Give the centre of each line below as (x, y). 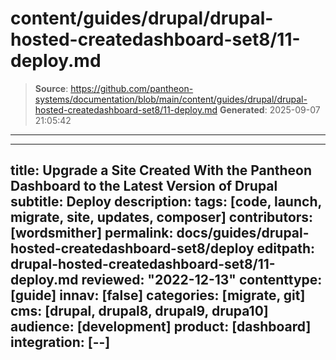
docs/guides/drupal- (243, 233)
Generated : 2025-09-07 (270, 109)
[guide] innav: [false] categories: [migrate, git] (158, 295)
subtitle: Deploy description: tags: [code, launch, (166, 202)
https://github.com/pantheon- (132, 88)
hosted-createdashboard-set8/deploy (132, 248)
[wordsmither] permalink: (92, 233)
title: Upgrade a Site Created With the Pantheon (161, 170)
